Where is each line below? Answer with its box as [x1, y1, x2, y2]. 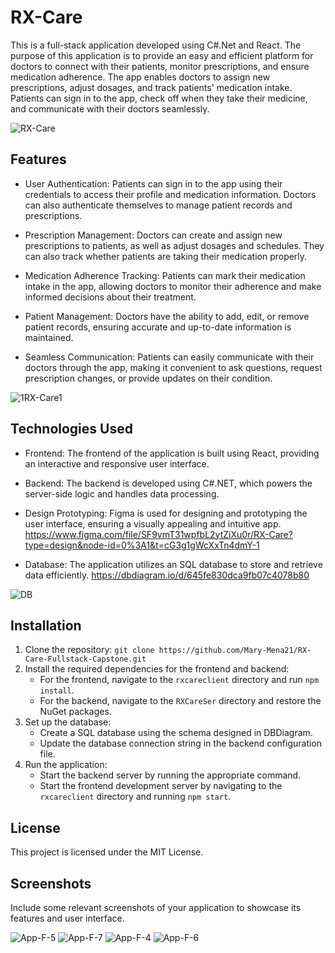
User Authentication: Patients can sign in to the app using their [24, 177, 283, 190]
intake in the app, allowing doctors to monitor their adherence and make [24, 280, 322, 292]
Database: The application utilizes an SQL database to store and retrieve [24, 558, 323, 570]
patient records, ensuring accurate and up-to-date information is [24, 321, 292, 333]
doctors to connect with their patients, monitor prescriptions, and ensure [10, 60, 310, 72]
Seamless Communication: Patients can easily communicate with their [24, 351, 315, 363]
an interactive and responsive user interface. [24, 457, 210, 470]
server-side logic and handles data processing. [24, 487, 220, 500]
